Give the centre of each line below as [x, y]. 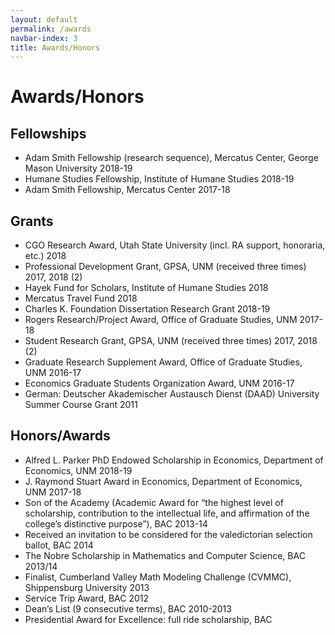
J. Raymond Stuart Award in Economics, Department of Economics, [163, 481]
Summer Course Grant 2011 [81, 405]
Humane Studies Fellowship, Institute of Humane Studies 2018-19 [159, 179]
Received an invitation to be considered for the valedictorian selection [168, 534]
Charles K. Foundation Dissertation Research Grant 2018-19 [147, 309]
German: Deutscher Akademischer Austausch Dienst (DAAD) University [172, 394]
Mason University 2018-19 [78, 168]
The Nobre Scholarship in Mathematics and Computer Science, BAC [165, 555]
